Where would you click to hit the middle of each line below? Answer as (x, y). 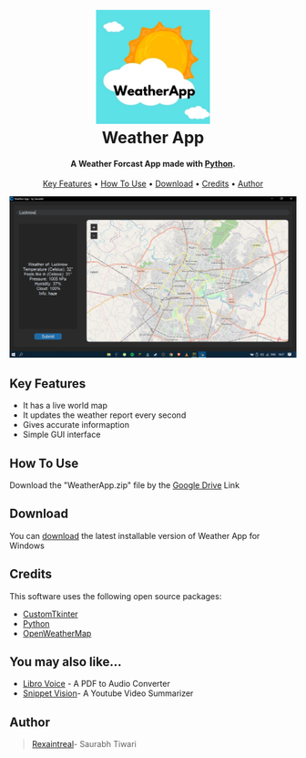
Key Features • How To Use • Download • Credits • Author (153, 184)
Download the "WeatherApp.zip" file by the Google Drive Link (124, 485)
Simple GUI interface (61, 435)
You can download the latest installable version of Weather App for (135, 535)
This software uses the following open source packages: (116, 596)
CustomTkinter (51, 614)
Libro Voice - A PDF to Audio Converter (96, 684)
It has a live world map (65, 406)
